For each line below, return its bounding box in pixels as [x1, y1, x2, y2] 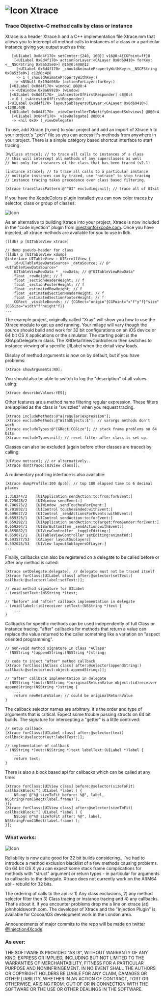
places [5, 485, 19, 490]
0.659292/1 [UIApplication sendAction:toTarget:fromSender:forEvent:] [5, 520, 160, 525]
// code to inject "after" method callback [5, 659, 96, 664]
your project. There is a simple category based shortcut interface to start [5, 137, 153, 143]
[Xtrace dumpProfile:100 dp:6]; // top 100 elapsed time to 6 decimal [5, 481, 153, 486]
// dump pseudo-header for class [5, 248, 74, 253]
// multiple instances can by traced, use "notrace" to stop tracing [5, 174, 151, 179]
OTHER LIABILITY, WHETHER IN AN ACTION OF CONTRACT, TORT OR [5, 976, 148, 982]
